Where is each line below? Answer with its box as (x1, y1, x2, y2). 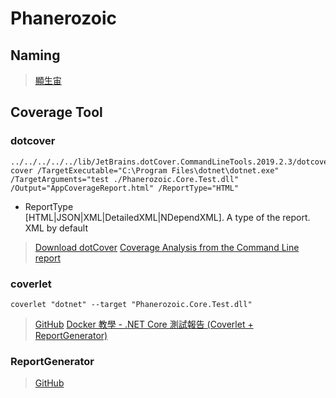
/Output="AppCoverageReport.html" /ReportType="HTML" (10, 183, 240, 193)
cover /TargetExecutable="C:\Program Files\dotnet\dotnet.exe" (10, 165, 280, 176)
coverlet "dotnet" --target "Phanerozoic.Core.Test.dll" (10, 299, 253, 309)
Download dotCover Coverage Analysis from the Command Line (34, 241, 300, 253)
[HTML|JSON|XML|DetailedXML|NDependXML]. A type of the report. (24, 211, 311, 223)
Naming (10, 47, 61, 64)
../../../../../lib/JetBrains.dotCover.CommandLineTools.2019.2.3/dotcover (10, 157, 333, 167)
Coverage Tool (10, 104, 103, 121)
